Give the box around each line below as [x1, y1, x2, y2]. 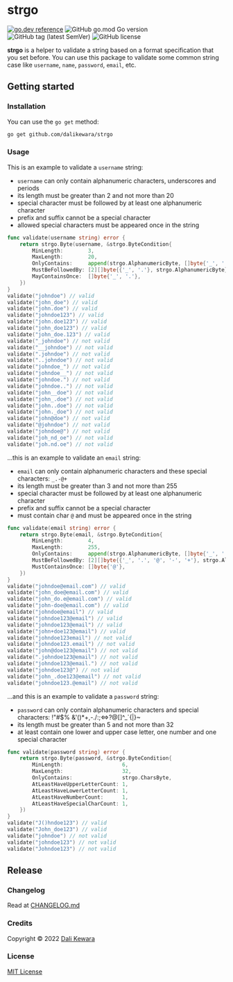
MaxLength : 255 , [32, 544, 101, 551]
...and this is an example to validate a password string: [7, 692, 159, 700]
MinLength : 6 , [32, 761, 129, 769]
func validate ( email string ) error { [7, 524, 116, 531]
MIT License [7, 967, 43, 976]
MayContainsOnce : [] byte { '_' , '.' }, [32, 273, 141, 280]
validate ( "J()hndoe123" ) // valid [7, 819, 107, 826]
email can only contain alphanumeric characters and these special [17, 467, 207, 475]
